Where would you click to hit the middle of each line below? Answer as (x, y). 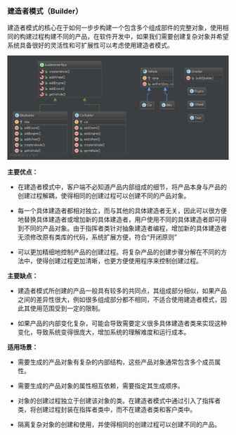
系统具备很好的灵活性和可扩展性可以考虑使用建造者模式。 (90, 45)
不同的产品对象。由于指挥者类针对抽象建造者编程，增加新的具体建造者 (125, 228)
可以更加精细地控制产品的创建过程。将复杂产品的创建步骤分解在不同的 (119, 252)
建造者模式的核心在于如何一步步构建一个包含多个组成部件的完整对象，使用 (115, 28)
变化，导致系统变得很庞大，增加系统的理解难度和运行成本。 (104, 332)
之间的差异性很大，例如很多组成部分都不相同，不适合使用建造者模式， (119, 299)
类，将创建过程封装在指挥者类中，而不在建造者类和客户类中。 (107, 409)
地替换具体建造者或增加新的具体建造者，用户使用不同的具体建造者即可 (119, 219)
